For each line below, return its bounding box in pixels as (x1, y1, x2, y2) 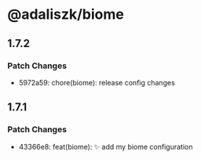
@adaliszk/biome (7, 5, 125, 23)
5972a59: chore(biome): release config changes (18, 78, 176, 87)
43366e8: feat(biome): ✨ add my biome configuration (18, 142, 193, 151)
